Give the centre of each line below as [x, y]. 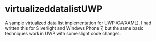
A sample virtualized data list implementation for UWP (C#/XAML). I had [78, 23]
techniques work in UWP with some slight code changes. [63, 33]
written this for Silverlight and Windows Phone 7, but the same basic [74, 28]
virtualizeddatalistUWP [54, 9]
